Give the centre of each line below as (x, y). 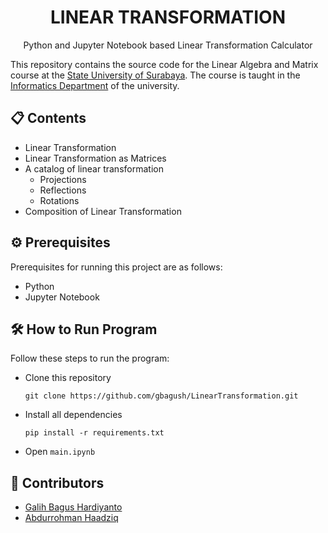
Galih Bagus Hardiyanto (73, 507)
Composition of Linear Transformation (103, 211)
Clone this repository (68, 378)
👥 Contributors (57, 482)
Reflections (63, 190)
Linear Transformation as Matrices (95, 158)
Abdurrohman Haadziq (71, 518)
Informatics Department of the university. (95, 85)
